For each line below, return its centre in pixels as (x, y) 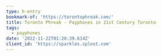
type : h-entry (23, 11)
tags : (13, 28)
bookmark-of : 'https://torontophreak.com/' (60, 17)
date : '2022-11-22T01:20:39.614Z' (48, 38)
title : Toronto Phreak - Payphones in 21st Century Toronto (81, 22)
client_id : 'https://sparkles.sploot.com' (59, 44)
